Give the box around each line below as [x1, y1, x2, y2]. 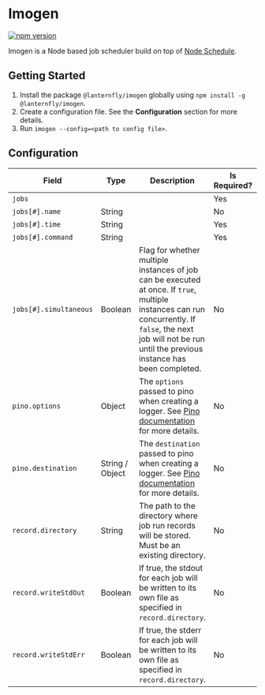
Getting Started [8, 69, 86, 83]
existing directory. [139, 550, 206, 561]
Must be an [139, 539, 181, 550]
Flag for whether [139, 244, 200, 255]
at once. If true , [139, 284, 197, 295]
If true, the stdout [139, 562, 203, 573]
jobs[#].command [12, 232, 73, 242]
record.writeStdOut [12, 588, 85, 597]
